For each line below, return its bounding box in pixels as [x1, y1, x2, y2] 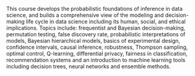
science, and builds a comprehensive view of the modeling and [6, 11, 164, 19]
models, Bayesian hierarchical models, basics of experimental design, [6, 37, 180, 44]
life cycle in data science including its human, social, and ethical [25, 18, 186, 25]
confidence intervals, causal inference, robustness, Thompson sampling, [6, 43, 188, 51]
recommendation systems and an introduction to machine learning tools [6, 57, 186, 63]
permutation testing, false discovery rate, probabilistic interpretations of [6, 31, 186, 38]
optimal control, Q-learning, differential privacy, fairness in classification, [6, 50, 188, 57]
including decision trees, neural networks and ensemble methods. [6, 63, 171, 70]
